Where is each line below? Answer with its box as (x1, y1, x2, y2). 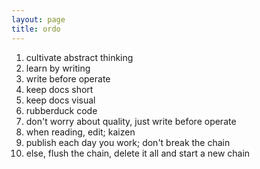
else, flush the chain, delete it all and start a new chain (25, 147, 251, 159)
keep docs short (25, 83, 94, 95)
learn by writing (25, 62, 91, 74)
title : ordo (11, 24, 61, 34)
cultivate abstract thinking (25, 51, 134, 63)
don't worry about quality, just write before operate (25, 115, 237, 127)
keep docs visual (25, 94, 96, 106)
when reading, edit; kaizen (25, 126, 136, 138)
